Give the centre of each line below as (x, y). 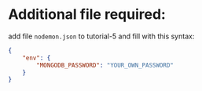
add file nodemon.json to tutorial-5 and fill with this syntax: (101, 36)
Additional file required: (87, 15)
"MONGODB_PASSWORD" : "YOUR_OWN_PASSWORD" (105, 65)
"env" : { (37, 58)
